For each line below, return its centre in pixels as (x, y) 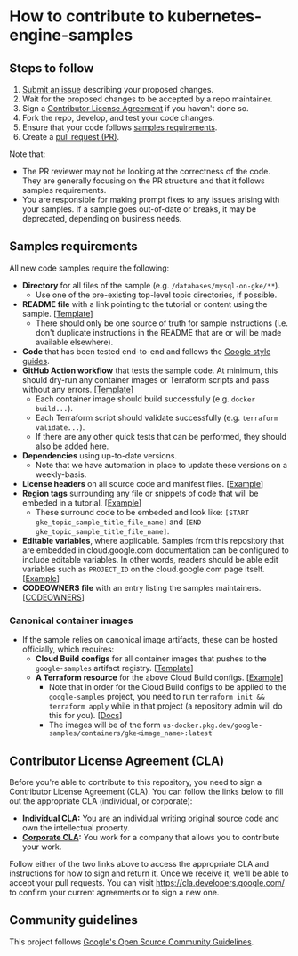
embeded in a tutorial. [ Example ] (82, 502)
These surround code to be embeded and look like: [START (142, 512)
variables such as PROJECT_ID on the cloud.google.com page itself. (143, 569)
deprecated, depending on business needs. (102, 219)
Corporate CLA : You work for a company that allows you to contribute (151, 837)
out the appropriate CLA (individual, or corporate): (101, 801)
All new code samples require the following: (89, 268)
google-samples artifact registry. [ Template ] (114, 668)
